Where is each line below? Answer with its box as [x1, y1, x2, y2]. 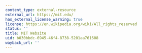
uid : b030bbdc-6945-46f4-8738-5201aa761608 [5, 36, 99, 41]
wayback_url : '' [5, 40, 40, 45]
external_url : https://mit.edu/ [5, 12, 74, 17]
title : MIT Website [5, 31, 47, 36]
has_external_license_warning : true [5, 17, 83, 22]
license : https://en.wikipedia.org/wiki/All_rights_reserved [5, 21, 137, 27]
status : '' [5, 26, 28, 31]
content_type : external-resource [5, 7, 76, 13]
